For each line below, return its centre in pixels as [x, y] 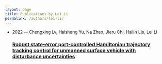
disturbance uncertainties [43, 57]
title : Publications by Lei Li [37, 14]
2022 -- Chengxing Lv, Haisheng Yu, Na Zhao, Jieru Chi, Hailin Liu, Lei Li [85, 32]
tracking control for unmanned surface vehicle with [74, 51]
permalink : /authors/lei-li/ [34, 18]
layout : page [18, 9]
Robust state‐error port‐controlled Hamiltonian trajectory [81, 45]
